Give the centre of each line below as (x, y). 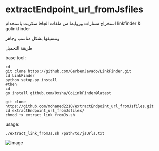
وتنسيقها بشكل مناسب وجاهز (32, 38)
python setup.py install (31, 80)
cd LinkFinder (20, 75)
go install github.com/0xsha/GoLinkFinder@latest (58, 93)
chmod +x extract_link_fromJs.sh (40, 115)
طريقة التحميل (19, 48)
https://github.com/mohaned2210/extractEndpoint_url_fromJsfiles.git (80, 106)
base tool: (16, 57)
